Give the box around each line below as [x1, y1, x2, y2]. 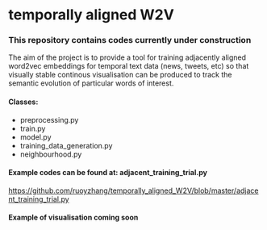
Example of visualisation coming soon [8, 212, 139, 223]
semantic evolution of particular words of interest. [8, 78, 174, 88]
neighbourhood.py [19, 149, 82, 159]
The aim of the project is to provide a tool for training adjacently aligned [8, 52, 247, 62]
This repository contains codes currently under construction [8, 35, 252, 46]
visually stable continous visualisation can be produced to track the [8, 70, 232, 80]
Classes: [8, 97, 39, 107]
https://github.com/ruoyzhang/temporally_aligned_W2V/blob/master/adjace [8, 186, 259, 195]
